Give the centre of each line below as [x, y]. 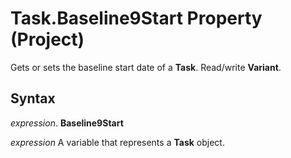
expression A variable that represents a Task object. [117, 142]
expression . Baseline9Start [67, 123]
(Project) [47, 39]
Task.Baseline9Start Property [136, 18]
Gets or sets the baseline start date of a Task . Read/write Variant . [146, 67]
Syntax [33, 98]
